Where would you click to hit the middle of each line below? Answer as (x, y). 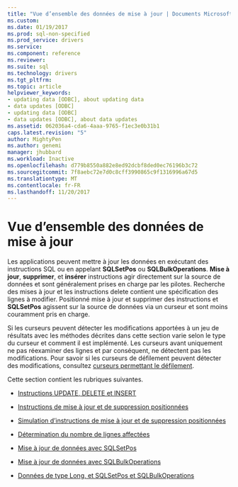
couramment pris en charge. (49, 314)
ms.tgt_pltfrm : (30, 80)
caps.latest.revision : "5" (47, 133)
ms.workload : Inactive (41, 159)
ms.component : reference (44, 54)
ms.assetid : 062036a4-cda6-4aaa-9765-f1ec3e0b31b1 (84, 126)
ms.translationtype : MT (42, 179)
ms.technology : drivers (42, 73)
